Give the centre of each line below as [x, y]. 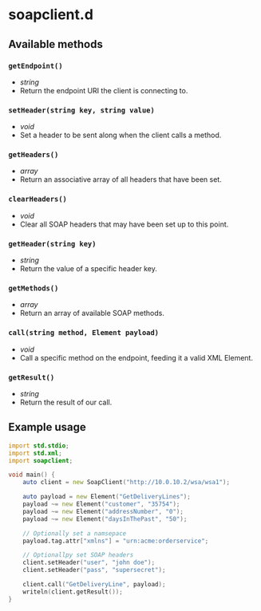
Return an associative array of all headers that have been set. [121, 179]
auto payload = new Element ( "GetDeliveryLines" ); [107, 497]
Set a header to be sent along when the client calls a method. [121, 135]
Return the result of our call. [66, 402]
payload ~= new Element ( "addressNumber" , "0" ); [103, 511]
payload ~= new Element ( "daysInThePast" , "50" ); [105, 519]
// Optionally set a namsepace [75, 533]
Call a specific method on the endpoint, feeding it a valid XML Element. [136, 357]
